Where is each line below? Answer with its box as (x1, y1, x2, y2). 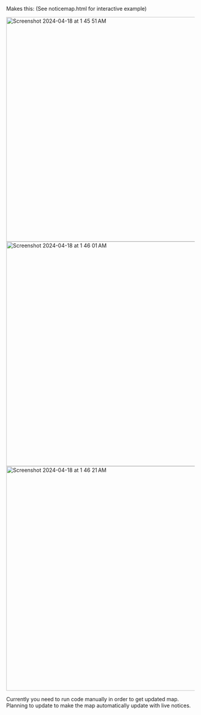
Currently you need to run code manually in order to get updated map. (6, 696, 179, 702)
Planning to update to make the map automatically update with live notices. (6, 702, 191, 709)
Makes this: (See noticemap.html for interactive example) (6, 5, 147, 12)
